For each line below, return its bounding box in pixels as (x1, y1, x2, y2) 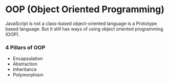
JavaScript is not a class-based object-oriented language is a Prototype (5, 20, 157, 26)
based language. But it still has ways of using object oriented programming (5, 25, 163, 32)
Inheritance (12, 66, 37, 72)
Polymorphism (12, 72, 44, 78)
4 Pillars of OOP (5, 44, 46, 51)
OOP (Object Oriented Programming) (5, 4, 165, 15)
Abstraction (12, 61, 37, 67)
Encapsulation (12, 56, 43, 62)
